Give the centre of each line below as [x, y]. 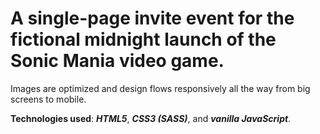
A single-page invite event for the [152, 18]
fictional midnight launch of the [143, 39]
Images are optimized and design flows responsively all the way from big [160, 88]
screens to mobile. [48, 99]
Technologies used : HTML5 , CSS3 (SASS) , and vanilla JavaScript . [151, 118]
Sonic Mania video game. [117, 61]
